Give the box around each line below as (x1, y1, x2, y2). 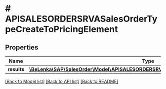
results (7, 66, 25, 72)
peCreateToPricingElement (5, 24, 118, 35)
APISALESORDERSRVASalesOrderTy (5, 13, 158, 24)
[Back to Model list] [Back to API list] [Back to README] (5, 79, 119, 84)
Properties (5, 43, 39, 51)
